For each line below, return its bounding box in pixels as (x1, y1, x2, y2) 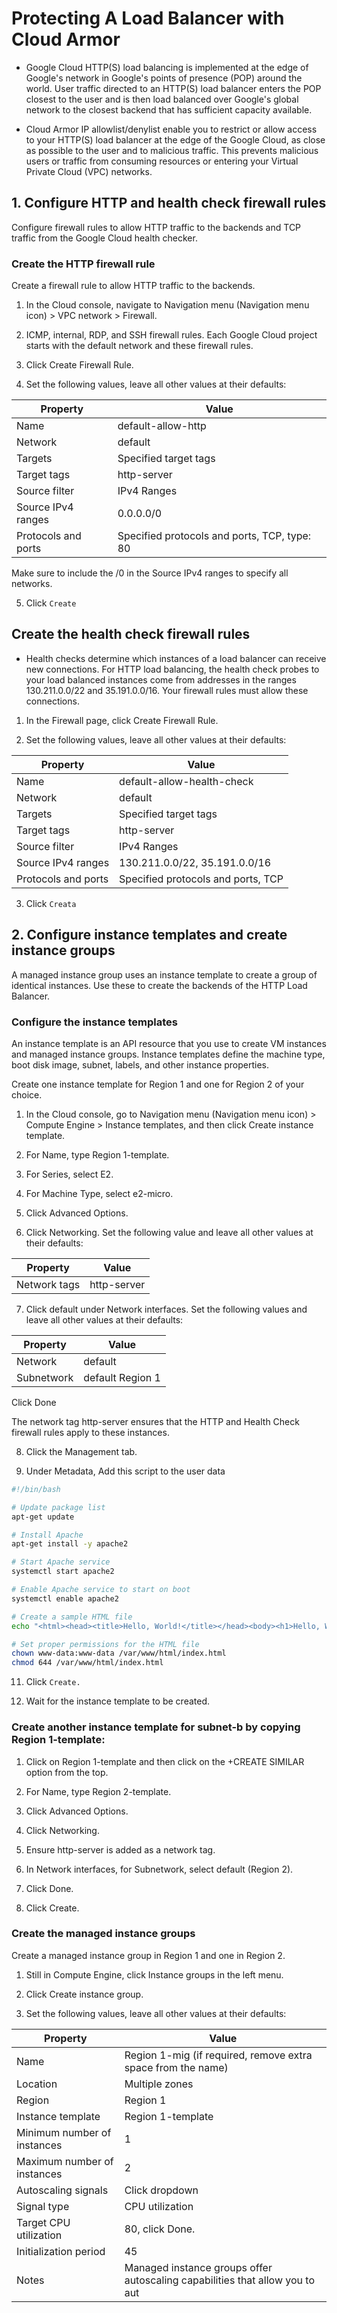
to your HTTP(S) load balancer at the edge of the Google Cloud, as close (25, 133, 326, 146)
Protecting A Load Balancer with (11, 7, 285, 30)
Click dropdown (124, 2183, 199, 2197)
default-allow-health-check (119, 774, 254, 788)
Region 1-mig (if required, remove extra (124, 2048, 313, 2062)
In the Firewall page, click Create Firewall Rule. (25, 714, 219, 726)
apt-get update (11, 1512, 75, 1522)
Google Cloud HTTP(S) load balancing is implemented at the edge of (25, 61, 309, 73)
